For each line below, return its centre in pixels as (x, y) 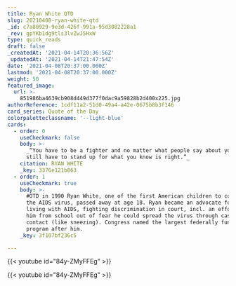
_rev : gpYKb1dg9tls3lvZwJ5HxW (52, 33)
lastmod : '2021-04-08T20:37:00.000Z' (63, 72)
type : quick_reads (34, 40)
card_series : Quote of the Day (53, 111)
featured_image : (31, 86)
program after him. (54, 229)
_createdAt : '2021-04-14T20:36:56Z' (61, 53)
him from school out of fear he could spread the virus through (122, 216)
